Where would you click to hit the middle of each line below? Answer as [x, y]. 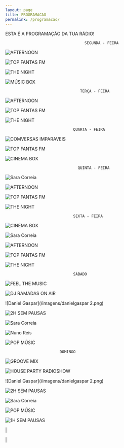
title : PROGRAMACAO [26, 15]
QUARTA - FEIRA [89, 130]
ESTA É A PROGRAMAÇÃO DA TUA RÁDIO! [50, 34]
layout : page [19, 10]
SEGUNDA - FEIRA [101, 43]
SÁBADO [80, 274]
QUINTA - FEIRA [94, 168]
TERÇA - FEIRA [95, 91]
